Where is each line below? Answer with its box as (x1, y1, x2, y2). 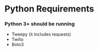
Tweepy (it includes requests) (11, 31, 71, 37)
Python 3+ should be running (4, 21, 75, 27)
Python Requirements (4, 3, 94, 14)
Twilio (11, 37, 24, 42)
